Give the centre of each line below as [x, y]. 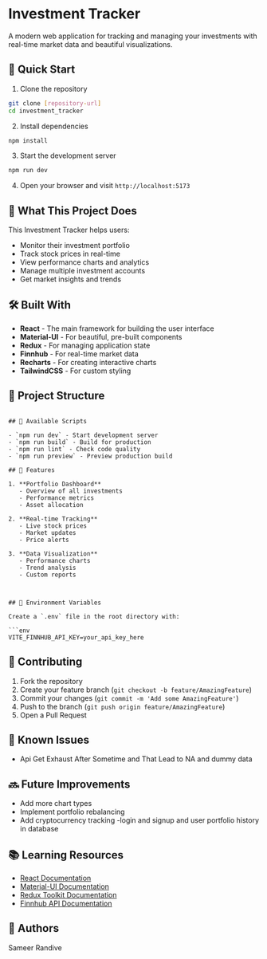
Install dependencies [54, 126]
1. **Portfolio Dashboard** [55, 484]
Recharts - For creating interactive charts [88, 362]
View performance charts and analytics [84, 262]
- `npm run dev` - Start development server [83, 435]
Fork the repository [51, 681]
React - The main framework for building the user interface [117, 328]
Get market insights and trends [71, 279]
